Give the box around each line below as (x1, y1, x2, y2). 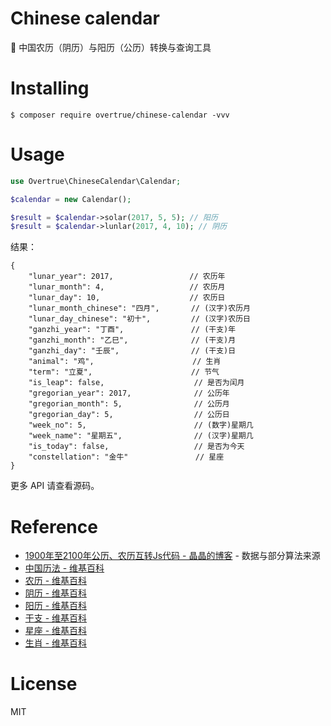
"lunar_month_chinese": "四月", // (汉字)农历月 (28, 303, 251, 314)
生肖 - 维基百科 (24, 637, 88, 649)
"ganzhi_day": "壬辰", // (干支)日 (28, 346, 237, 356)
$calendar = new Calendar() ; (10, 194, 132, 204)
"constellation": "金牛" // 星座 (28, 452, 225, 462)
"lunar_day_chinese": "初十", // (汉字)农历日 (28, 314, 251, 324)
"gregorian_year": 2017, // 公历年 (28, 388, 230, 399)
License (10, 673, 78, 696)
